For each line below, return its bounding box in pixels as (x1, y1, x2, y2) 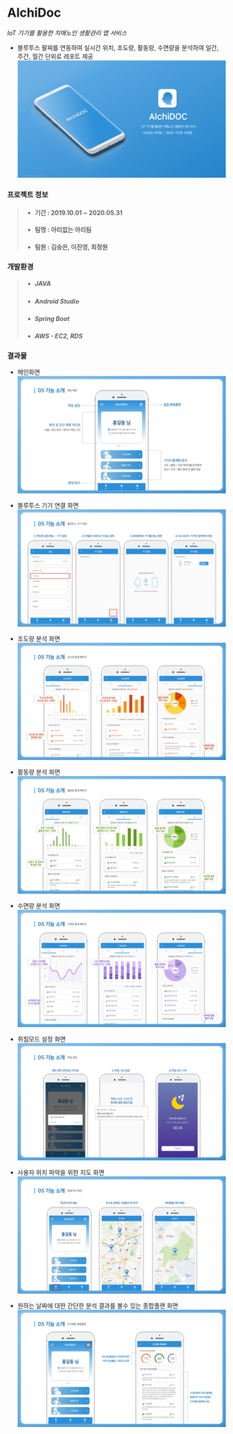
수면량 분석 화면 (17, 901, 60, 909)
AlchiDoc (7, 5, 61, 21)
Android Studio (34, 297, 80, 305)
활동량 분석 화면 (17, 768, 60, 776)
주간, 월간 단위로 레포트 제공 (17, 52, 94, 60)
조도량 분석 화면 (17, 634, 60, 643)
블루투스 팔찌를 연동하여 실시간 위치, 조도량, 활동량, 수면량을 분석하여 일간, (17, 43, 219, 51)
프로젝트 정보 (7, 190, 49, 199)
